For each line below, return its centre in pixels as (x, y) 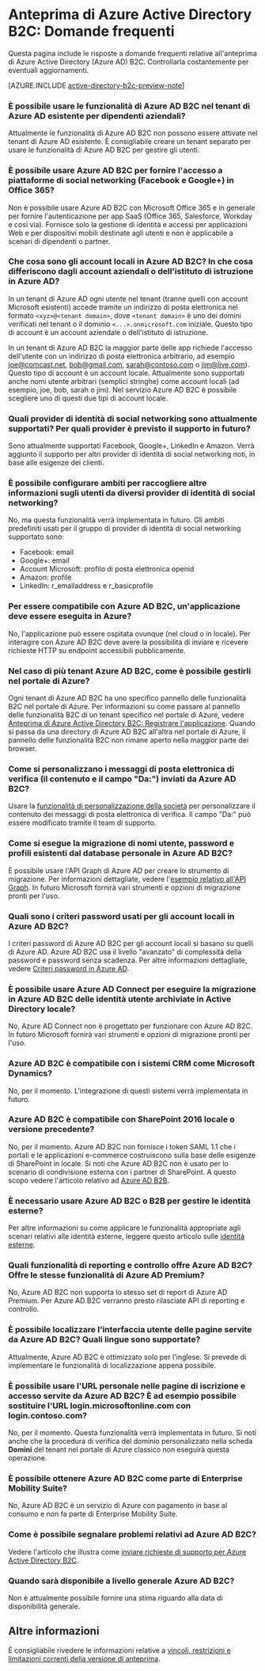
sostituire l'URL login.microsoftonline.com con (100, 1405)
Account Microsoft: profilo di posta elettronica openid (107, 569)
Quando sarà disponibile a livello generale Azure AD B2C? (121, 1581)
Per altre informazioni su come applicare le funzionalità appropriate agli (125, 1228)
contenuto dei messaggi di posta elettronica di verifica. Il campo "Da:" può (130, 815)
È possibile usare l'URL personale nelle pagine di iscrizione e (127, 1385)
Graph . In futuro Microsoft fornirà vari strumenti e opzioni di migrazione (125, 887)
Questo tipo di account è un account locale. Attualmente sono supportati (127, 373)
